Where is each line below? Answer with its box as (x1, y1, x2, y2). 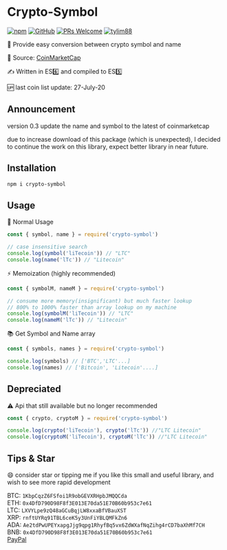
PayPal (7, 536, 27, 543)
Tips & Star (7, 452, 56, 464)
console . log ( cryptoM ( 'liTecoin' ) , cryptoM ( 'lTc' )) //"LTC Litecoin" (7, 434, 208, 441)
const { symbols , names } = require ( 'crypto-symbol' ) (7, 345, 165, 353)
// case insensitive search (7, 243, 88, 251)
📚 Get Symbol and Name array (7, 329, 96, 338)
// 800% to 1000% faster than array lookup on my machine (7, 304, 177, 311)
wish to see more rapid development (7, 478, 111, 486)
